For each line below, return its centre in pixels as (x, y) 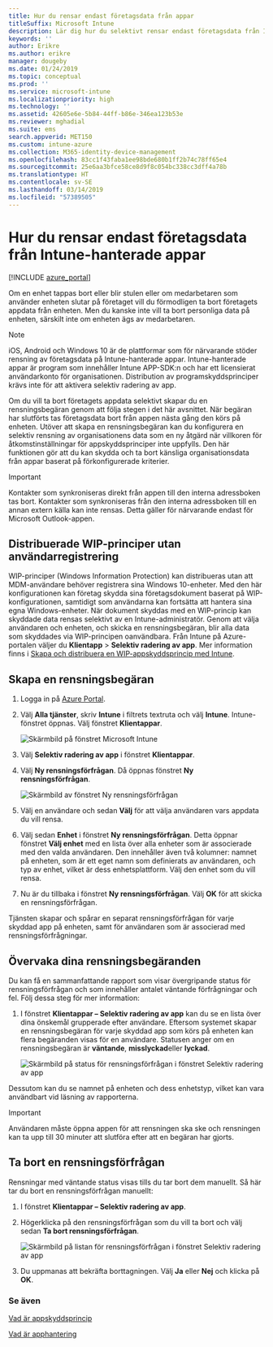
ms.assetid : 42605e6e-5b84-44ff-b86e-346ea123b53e (96, 115)
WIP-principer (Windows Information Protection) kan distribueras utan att (131, 576)
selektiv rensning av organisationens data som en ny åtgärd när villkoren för (135, 435)
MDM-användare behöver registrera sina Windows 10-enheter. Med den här (135, 585)
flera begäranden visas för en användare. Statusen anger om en (127, 1039)
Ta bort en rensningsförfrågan (87, 1163)
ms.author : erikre (39, 54)
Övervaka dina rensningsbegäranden (105, 961)
